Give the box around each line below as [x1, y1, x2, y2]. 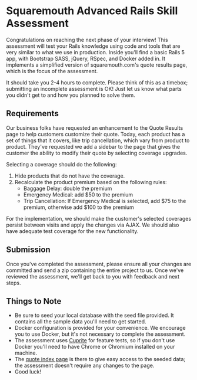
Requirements [6, 109, 59, 119]
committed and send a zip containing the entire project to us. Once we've [6, 267, 184, 274]
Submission [6, 245, 51, 255]
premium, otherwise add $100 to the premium [23, 204, 134, 211]
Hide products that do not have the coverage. [14, 172, 125, 179]
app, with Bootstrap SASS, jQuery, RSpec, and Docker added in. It [6, 55, 166, 62]
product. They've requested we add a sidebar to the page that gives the [6, 143, 181, 150]
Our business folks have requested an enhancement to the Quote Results [6, 124, 183, 131]
